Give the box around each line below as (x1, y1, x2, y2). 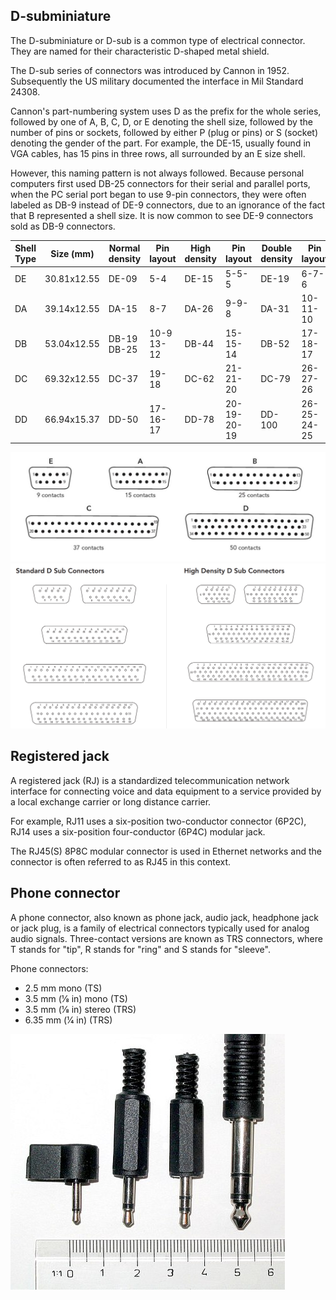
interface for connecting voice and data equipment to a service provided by (10, 785, 322, 797)
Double (261, 242, 293, 254)
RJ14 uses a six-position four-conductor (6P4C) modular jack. (10, 825, 266, 838)
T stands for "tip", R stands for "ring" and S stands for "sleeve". (10, 943, 271, 955)
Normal (108, 242, 141, 254)
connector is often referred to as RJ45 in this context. (10, 855, 232, 868)
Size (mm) (50, 247, 95, 259)
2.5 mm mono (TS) (24, 982, 103, 994)
